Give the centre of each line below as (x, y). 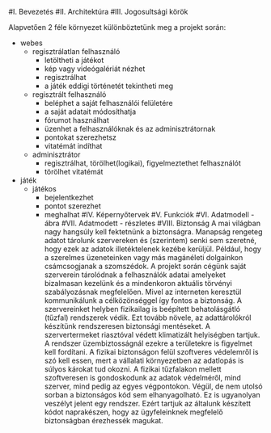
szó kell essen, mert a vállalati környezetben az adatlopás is (144, 360)
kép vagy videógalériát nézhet (95, 69)
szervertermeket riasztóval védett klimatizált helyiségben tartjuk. (152, 335)
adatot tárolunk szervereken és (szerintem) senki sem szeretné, (150, 240)
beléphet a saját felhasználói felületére (108, 103)
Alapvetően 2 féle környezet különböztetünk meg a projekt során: (117, 27)
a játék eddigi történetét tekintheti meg (109, 86)
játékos (44, 189)
